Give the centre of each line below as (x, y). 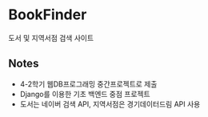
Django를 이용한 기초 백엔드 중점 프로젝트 (85, 94)
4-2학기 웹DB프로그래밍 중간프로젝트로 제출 (88, 84)
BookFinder (48, 15)
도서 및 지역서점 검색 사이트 (51, 38)
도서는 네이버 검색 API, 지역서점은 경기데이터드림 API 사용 (110, 104)
